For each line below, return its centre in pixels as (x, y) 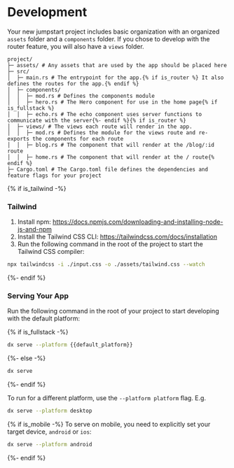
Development (47, 12)
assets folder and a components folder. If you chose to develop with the (109, 38)
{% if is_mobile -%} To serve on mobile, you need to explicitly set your (109, 425)
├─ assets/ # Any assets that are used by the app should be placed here (117, 65)
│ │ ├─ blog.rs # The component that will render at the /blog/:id (111, 145)
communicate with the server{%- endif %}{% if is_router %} (97, 120)
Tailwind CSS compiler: (51, 252)
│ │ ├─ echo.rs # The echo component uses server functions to (104, 114)
